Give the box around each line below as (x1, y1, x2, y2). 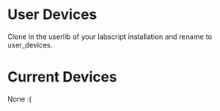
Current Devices (7, 68, 118, 86)
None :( (7, 94, 32, 104)
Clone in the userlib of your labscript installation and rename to (7, 32, 213, 41)
